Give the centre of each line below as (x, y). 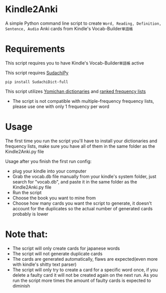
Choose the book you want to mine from (54, 198)
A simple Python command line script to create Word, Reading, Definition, (83, 23)
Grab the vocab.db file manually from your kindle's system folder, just (84, 176)
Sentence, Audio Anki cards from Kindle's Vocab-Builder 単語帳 (69, 28)
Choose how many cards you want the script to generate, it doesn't (82, 203)
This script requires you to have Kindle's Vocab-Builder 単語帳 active (75, 63)
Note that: (27, 234)
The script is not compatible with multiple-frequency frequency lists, (83, 101)
